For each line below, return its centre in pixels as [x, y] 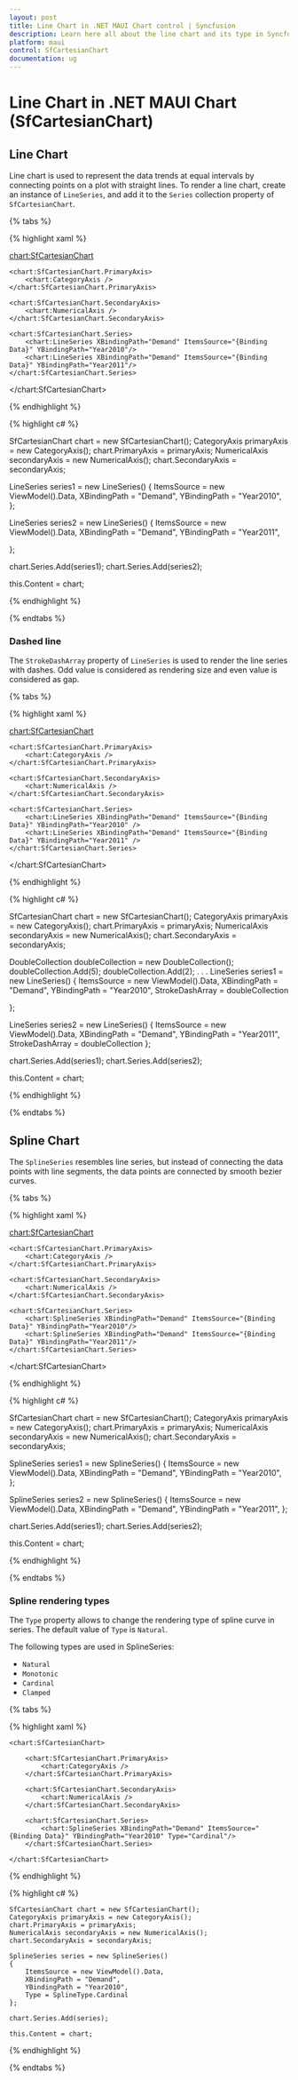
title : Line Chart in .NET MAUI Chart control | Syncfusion [123, 26]
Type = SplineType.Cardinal [77, 1996]
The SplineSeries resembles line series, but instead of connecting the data [146, 1162]
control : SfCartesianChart [59, 51]
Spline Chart [44, 1140]
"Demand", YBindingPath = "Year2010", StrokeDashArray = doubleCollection [149, 991]
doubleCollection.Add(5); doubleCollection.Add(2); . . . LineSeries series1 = [146, 972]
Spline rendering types [59, 1601]
